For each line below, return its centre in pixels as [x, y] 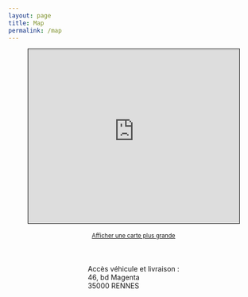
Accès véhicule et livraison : [134, 269]
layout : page [30, 16]
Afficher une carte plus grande [134, 236]
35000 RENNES [113, 286]
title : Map [26, 23]
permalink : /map [35, 30]
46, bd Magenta [114, 277]
